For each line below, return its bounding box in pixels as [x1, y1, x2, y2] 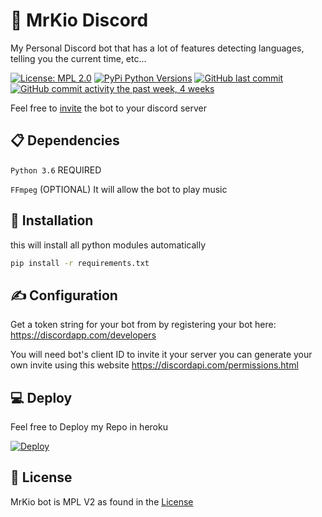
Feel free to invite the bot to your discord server [10, 102, 207, 114]
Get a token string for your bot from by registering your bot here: [10, 319, 277, 331]
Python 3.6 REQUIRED [10, 164, 102, 176]
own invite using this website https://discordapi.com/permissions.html [10, 359, 299, 371]
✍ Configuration [10, 287, 118, 304]
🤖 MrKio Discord [10, 9, 149, 32]
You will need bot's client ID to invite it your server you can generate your [10, 349, 313, 361]
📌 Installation [10, 212, 94, 229]
